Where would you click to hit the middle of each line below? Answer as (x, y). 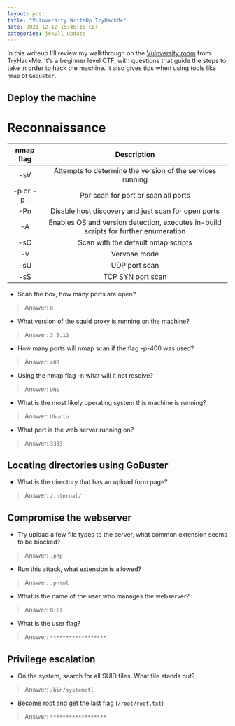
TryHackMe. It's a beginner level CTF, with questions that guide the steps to (117, 61)
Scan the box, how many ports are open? (77, 294)
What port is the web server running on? (76, 430)
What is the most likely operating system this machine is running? (112, 402)
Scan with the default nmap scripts (135, 242)
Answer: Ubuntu (47, 416)
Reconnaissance (57, 128)
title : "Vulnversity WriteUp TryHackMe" (67, 20)
